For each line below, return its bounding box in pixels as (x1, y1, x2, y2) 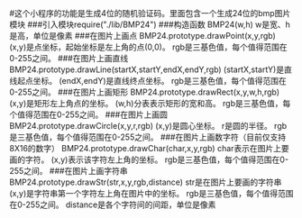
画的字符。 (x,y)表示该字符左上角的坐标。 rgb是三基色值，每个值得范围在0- (9, 154, 289, 165)
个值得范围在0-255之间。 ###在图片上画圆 (9, 109, 169, 120)
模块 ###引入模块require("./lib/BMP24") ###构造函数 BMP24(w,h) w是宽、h (9, 19, 291, 30)
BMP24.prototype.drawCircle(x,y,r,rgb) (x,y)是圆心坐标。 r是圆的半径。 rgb (9, 121, 288, 131)
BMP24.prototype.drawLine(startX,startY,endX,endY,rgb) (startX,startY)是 (9, 64, 285, 75)
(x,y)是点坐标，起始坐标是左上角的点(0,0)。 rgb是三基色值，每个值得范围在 (9, 41, 288, 52)
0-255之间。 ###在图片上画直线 (9, 53, 129, 63)
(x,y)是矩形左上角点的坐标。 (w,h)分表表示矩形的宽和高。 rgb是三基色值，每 (9, 98, 291, 108)
